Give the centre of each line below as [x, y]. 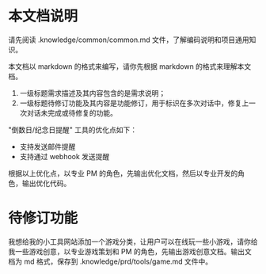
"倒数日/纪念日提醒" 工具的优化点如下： [73, 129]
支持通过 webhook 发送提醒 [65, 156]
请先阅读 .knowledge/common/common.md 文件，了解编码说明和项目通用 [129, 40]
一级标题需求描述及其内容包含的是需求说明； [93, 93]
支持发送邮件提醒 [47, 147]
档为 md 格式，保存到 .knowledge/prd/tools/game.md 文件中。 [110, 261]
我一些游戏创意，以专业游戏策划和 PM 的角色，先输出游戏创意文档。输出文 [130, 251]
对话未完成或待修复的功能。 [72, 112]
